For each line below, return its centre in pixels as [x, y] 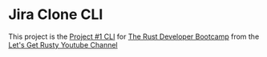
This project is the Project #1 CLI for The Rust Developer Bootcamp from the [134, 36]
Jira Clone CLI [56, 15]
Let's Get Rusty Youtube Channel [63, 44]
